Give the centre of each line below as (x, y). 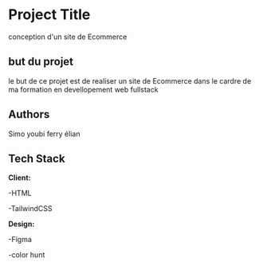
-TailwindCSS (30, 209)
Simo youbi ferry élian (44, 134)
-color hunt (27, 255)
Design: (22, 224)
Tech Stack (37, 158)
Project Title (49, 15)
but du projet (41, 62)
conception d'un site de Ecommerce (68, 37)
